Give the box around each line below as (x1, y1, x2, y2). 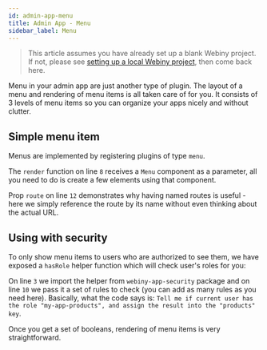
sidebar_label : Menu (8, 26, 78, 34)
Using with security (8, 231, 108, 244)
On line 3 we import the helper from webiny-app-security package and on (8, 276, 250, 285)
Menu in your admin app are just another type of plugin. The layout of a (8, 81, 243, 91)
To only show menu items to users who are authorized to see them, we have (8, 252, 260, 261)
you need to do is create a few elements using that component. (8, 175, 217, 185)
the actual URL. (8, 207, 59, 217)
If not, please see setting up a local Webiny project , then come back (27, 57, 253, 66)
